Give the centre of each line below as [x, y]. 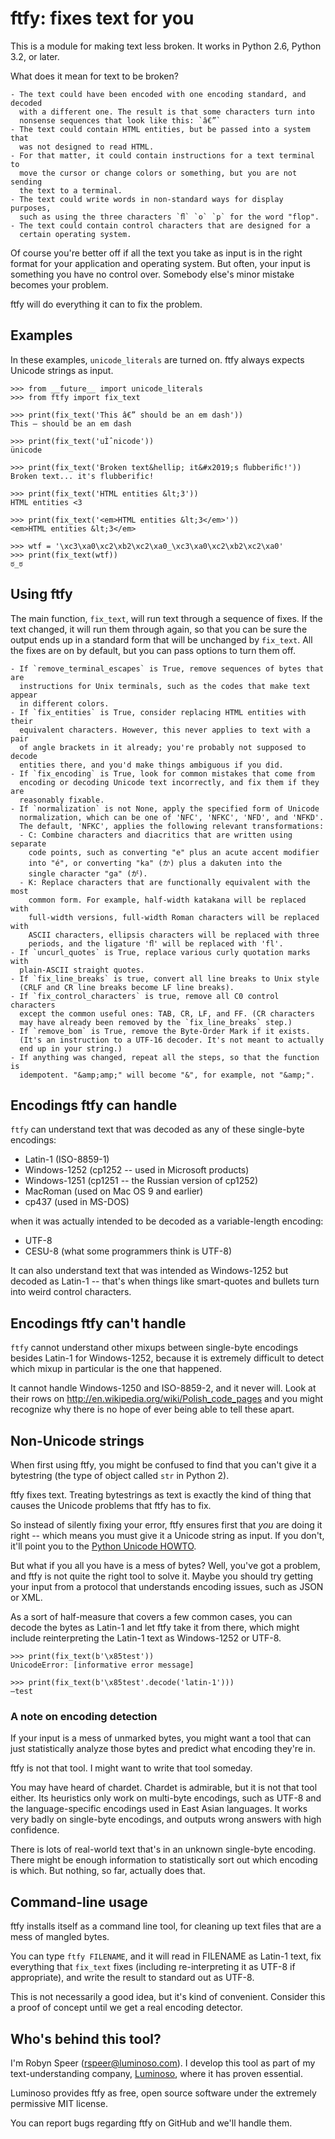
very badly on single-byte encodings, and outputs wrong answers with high [166, 1819]
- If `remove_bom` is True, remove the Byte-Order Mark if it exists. [160, 1031]
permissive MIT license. [59, 2103]
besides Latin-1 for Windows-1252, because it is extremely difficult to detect [167, 1358]
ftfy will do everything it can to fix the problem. [106, 304]
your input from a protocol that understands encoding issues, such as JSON [167, 1586]
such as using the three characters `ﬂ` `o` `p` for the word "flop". [169, 217]
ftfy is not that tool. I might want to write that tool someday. [131, 1768]
